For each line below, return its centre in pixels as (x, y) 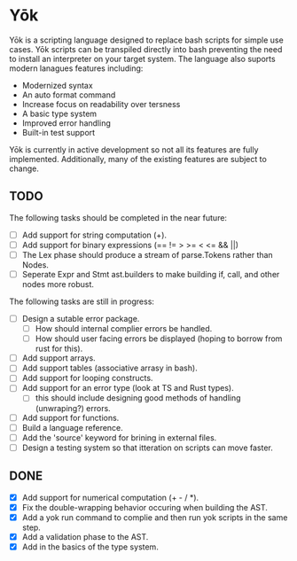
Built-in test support (59, 132)
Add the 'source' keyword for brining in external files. (119, 437)
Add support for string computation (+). (94, 235)
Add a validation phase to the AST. (85, 536)
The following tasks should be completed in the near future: (118, 217)
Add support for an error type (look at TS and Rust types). (128, 388)
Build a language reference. (73, 427)
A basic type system (59, 113)
